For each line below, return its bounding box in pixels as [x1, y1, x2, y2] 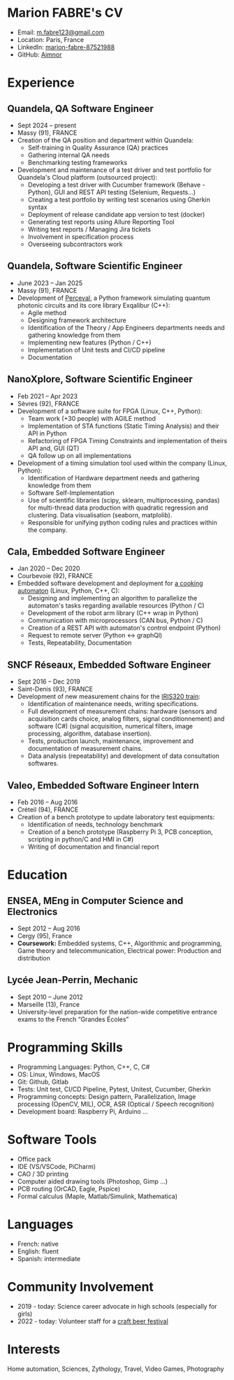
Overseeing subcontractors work [27, 240, 124, 248]
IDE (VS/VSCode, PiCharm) [17, 1162, 96, 1170]
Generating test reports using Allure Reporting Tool [27, 217, 175, 226]
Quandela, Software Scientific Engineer [7, 260, 183, 272]
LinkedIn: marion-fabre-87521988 [17, 43, 115, 51]
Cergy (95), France [17, 932, 73, 940]
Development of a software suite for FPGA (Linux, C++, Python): [17, 407, 203, 415]
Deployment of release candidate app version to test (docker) [27, 210, 205, 218]
